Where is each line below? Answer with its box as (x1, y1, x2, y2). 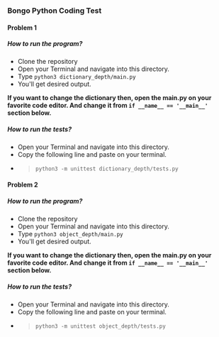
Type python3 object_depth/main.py (17, 230, 123, 238)
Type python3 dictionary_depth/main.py (17, 72, 136, 81)
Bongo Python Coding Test (7, 6, 102, 16)
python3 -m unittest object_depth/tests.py (35, 322, 167, 330)
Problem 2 (7, 180, 38, 189)
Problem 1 (7, 23, 38, 32)
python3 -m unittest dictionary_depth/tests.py (35, 165, 179, 172)
